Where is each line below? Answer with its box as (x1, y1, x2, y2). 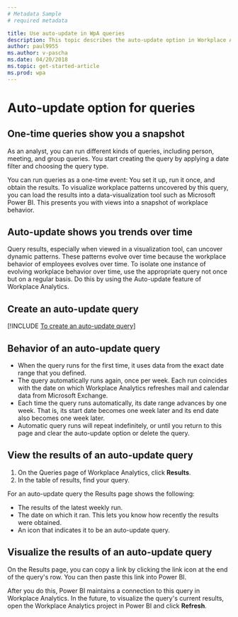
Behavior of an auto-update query (7, 342, 161, 354)
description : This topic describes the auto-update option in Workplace (7, 36, 227, 43)
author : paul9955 (7, 43, 59, 50)
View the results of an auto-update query (7, 449, 193, 461)
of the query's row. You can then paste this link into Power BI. (7, 572, 187, 581)
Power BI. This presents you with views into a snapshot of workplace (7, 198, 208, 206)
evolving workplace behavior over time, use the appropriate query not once (7, 267, 228, 276)
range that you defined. (17, 369, 86, 378)
